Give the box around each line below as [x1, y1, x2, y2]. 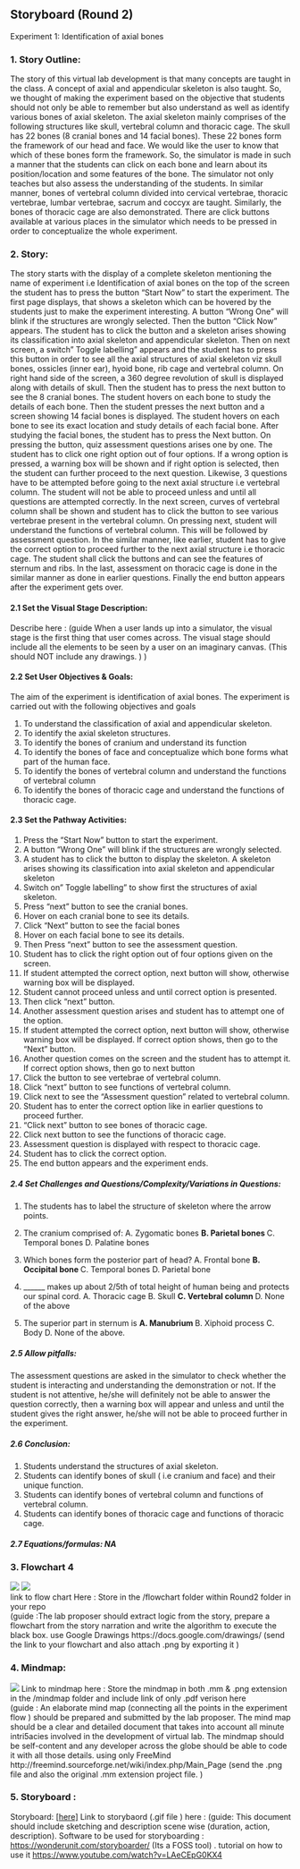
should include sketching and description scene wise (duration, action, [10, 1821, 271, 1831]
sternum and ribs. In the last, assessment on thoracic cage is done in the [10, 563, 278, 573]
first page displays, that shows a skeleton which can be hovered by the [10, 297, 271, 308]
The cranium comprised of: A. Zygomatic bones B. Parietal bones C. [22, 1228, 275, 1238]
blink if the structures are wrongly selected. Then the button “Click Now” [10, 316, 278, 327]
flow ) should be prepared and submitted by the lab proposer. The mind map [10, 1712, 291, 1722]
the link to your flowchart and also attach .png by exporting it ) [10, 1639, 239, 1650]
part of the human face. [22, 756, 111, 767]
